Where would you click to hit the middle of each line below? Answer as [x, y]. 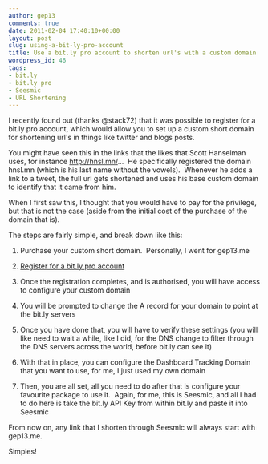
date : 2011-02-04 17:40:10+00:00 [64, 30]
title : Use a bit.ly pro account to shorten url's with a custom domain [132, 53]
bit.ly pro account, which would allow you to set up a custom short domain [131, 129]
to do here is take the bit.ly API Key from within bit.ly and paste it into [134, 403]
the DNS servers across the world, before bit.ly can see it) [116, 347]
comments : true [34, 23]
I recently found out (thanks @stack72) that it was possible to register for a [132, 120]
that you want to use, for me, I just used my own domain [113, 371]
